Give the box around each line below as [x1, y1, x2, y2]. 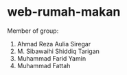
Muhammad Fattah [16, 61, 71, 70]
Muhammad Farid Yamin [16, 54, 86, 62]
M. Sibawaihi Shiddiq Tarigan [16, 47, 100, 55]
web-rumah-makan [7, 4, 121, 20]
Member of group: [7, 27, 59, 35]
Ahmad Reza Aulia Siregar [16, 40, 91, 48]
